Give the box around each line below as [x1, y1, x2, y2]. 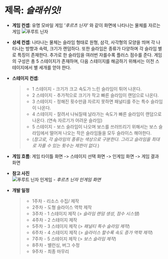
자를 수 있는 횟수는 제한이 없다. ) [37, 142, 100, 149]
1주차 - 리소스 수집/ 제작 [32, 198, 79, 204]
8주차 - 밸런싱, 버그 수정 [32, 242, 80, 248]
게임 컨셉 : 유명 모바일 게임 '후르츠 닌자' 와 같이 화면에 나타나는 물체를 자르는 [12, 22, 161, 28]
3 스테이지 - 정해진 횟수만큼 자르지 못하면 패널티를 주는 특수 [32, 98, 149, 104]
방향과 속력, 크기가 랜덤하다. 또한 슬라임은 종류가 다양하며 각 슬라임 [25, 45, 157, 51]
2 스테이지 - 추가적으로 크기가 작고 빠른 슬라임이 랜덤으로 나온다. [32, 92, 159, 98]
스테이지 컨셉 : [12, 75, 39, 81]
